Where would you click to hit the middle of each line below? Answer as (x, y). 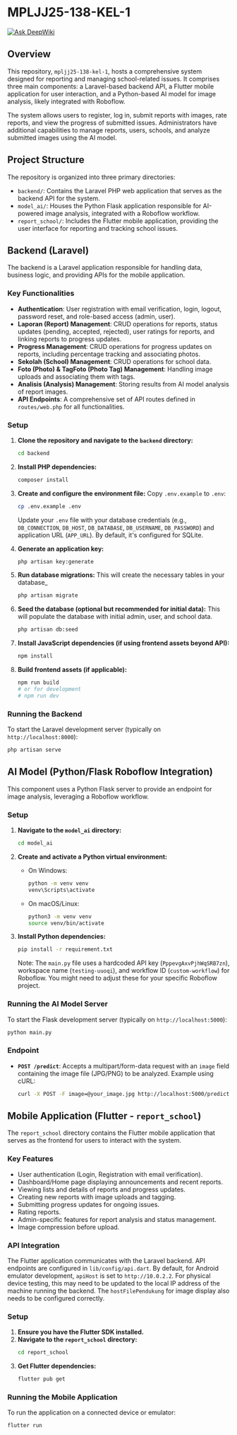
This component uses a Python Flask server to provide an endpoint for (110, 789)
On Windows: (48, 870)
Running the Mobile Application (62, 1397)
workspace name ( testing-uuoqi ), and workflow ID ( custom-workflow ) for (123, 971)
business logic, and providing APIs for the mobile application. (96, 275)
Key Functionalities (41, 293)
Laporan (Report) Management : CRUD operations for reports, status (117, 324)
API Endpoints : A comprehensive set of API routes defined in (107, 399)
